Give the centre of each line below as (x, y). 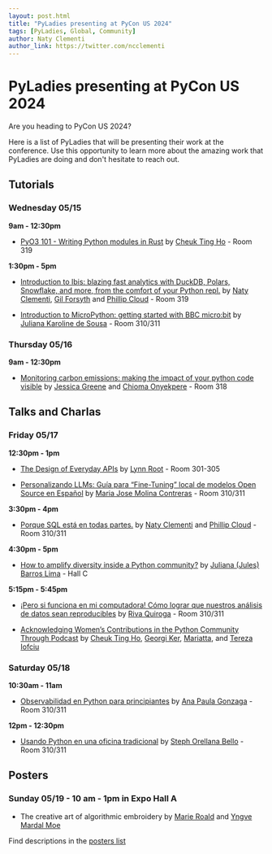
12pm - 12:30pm (37, 725)
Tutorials (31, 185)
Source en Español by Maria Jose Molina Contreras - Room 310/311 (132, 493)
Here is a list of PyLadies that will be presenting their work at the (117, 142)
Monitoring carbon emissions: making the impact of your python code (137, 378)
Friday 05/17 (33, 435)
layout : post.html (39, 16)
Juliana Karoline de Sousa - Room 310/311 (90, 323)
